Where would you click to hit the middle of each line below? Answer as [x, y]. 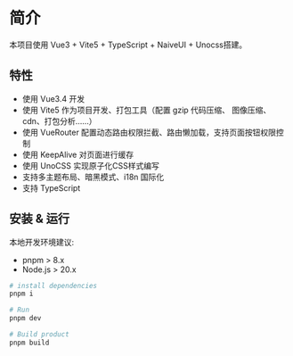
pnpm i [21, 294]
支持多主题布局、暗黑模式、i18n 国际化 [93, 177]
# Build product [39, 335]
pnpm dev [25, 319]
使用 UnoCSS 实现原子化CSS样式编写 [91, 165]
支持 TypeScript [51, 187]
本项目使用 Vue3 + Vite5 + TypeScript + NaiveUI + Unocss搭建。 [128, 45]
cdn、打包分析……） [59, 120]
